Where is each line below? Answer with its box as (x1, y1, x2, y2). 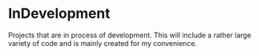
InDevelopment (8, 5, 110, 23)
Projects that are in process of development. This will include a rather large (8, 30, 252, 40)
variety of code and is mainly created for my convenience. (8, 38, 198, 47)
